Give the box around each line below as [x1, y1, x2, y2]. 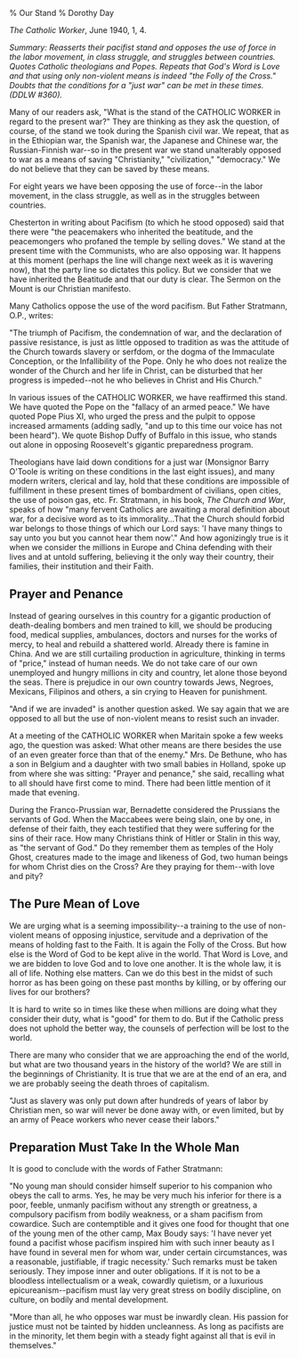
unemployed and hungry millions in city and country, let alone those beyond [9, 667, 287, 678]
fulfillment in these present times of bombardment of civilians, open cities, [9, 485, 282, 496]
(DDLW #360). [9, 89, 63, 100]
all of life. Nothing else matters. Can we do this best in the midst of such [9, 967, 273, 978]
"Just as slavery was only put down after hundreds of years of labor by [9, 1095, 269, 1106]
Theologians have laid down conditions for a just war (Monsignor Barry [9, 457, 270, 467]
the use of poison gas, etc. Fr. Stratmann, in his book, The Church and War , [9, 495, 287, 505]
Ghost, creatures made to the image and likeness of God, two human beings [9, 852, 288, 862]
